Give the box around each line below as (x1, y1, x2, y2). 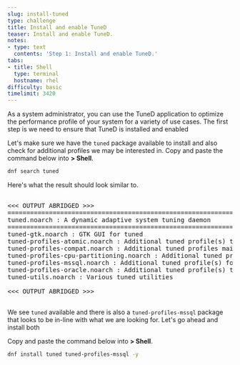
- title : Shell (7, 64, 53, 71)
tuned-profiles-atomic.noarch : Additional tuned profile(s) (7, 237, 226, 245)
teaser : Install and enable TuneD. (7, 30, 114, 38)
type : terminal (14, 70, 59, 77)
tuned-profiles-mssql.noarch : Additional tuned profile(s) (7, 259, 223, 266)
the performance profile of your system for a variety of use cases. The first (7, 117, 229, 126)
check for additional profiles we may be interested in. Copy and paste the (7, 146, 224, 155)
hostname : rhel (14, 76, 59, 84)
